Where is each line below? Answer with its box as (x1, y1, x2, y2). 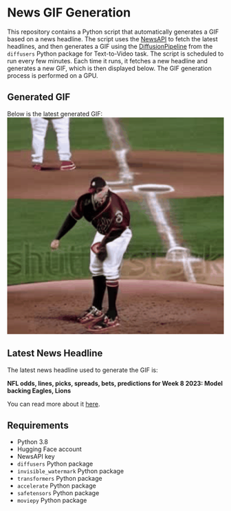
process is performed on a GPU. (7, 71, 98, 80)
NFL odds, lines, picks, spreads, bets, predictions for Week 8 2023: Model (7, 379, 223, 387)
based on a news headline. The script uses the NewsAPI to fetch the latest (7, 34, 218, 43)
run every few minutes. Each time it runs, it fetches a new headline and (7, 56, 208, 65)
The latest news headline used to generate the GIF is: (7, 366, 158, 374)
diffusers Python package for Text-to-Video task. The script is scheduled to (7, 50, 224, 58)
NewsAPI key (16, 453, 55, 461)
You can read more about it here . (7, 400, 100, 408)
